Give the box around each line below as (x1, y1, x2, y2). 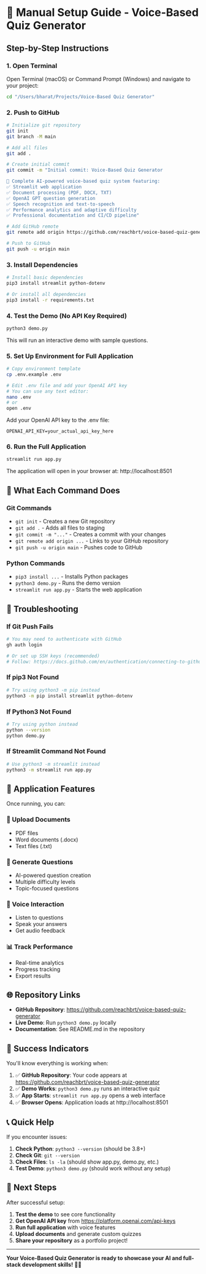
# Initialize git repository (6, 122, 81, 128)
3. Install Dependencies (6, 260, 78, 269)
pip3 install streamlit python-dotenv (6, 280, 105, 286)
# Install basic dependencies (6, 274, 84, 281)
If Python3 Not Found (6, 707, 72, 716)
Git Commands (6, 503, 52, 512)
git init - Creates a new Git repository (15, 518, 115, 525)
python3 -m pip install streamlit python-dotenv (6, 693, 133, 699)
